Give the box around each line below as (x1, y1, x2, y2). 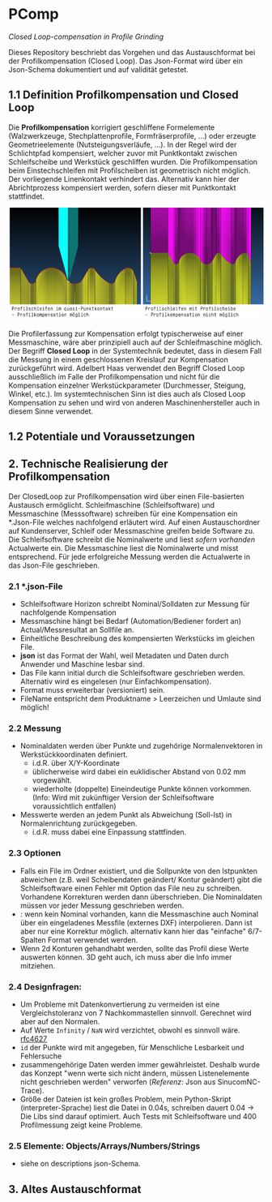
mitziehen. (19, 960, 56, 970)
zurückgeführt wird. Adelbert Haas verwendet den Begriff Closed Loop (8, 363, 245, 373)
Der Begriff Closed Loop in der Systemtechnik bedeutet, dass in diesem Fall (8, 346, 261, 355)
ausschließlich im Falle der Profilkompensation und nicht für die (8, 371, 220, 381)
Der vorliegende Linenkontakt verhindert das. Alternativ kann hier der (8, 174, 240, 183)
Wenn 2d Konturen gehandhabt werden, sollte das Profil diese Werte (19, 943, 249, 953)
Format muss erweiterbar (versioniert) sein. (19, 685, 165, 694)
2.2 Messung (8, 723, 62, 734)
